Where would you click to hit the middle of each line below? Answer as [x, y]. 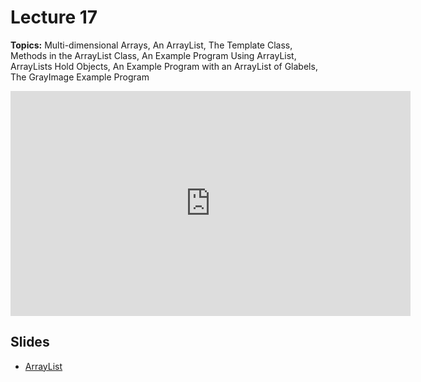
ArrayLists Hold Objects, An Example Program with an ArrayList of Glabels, [164, 66]
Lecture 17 [54, 17]
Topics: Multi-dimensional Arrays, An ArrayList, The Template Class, [151, 45]
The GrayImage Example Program [80, 77]
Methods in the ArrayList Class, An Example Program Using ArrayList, [153, 55]
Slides [30, 342]
